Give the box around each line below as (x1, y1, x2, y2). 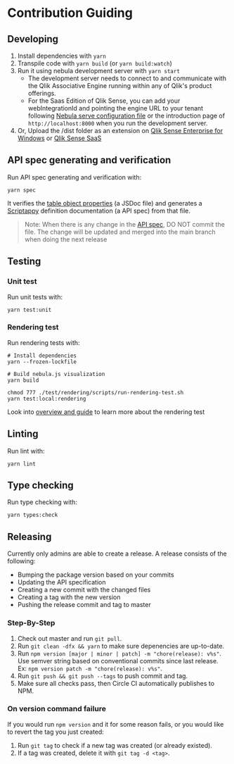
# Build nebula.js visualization (7, 370, 105, 377)
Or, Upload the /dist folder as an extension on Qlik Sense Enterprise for (17, 127, 223, 134)
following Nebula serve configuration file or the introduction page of (27, 111, 226, 120)
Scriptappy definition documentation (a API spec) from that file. (7, 206, 191, 215)
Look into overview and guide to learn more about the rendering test (7, 407, 205, 416)
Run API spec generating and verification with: (7, 173, 142, 181)
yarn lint (7, 460, 37, 468)
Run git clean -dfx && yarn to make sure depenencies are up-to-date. (17, 641, 225, 650)
